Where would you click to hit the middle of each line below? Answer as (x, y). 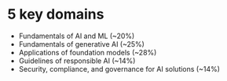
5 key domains (56, 14)
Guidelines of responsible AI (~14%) (77, 61)
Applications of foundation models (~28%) (88, 52)
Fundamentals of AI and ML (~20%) (77, 36)
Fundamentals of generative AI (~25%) (81, 44)
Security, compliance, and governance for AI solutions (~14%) (119, 69)
